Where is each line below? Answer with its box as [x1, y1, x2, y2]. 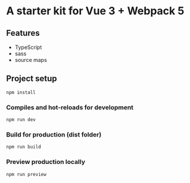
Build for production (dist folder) [6, 131, 102, 139]
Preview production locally [6, 158, 85, 166]
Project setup [6, 73, 58, 84]
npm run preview [6, 171, 46, 177]
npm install [6, 89, 36, 95]
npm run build [6, 144, 42, 150]
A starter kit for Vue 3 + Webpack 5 [6, 4, 185, 18]
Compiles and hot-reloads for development [6, 103, 134, 111]
